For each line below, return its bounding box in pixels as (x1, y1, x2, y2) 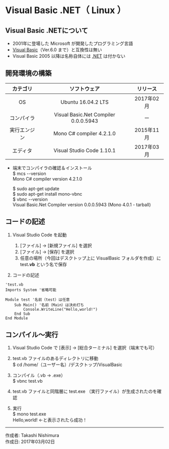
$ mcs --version (12, 170, 46, 176)
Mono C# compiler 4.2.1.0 (53, 130, 116, 137)
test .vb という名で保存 (20, 261, 67, 267)
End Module (5, 315, 28, 321)
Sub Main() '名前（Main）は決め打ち (14, 302, 84, 307)
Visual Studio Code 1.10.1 (53, 147, 116, 154)
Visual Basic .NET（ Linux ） (5, 5, 126, 16)
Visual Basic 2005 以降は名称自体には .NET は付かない (12, 53, 126, 59)
